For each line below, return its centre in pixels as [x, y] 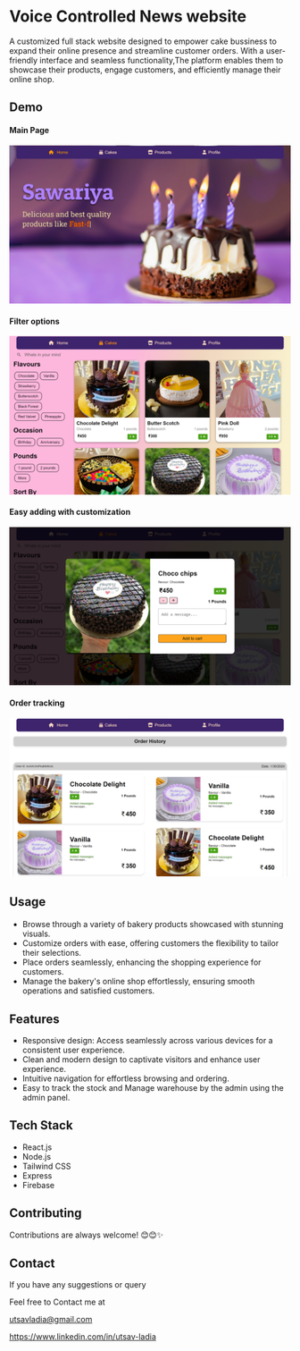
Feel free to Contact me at [57, 1302]
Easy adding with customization [70, 512]
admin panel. [46, 1097]
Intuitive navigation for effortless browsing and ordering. [125, 1078]
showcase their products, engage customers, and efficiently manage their [145, 70]
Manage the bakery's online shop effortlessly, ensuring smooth [138, 982]
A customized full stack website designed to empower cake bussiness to [143, 41]
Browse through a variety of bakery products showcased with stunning [153, 925]
